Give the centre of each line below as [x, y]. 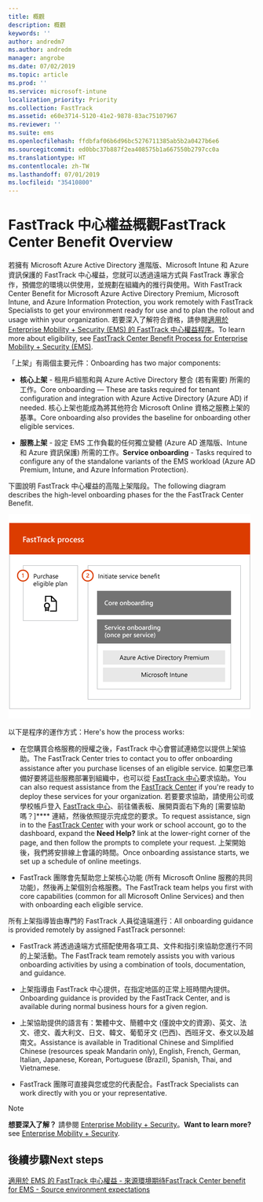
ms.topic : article [38, 75]
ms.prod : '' [27, 83]
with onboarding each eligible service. [81, 904]
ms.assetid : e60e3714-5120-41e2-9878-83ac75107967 [93, 117]
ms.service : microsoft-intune [58, 91]
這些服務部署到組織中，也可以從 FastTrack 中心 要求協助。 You [147, 779]
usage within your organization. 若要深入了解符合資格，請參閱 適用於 [119, 320]
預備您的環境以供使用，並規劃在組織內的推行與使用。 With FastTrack [132, 285]
